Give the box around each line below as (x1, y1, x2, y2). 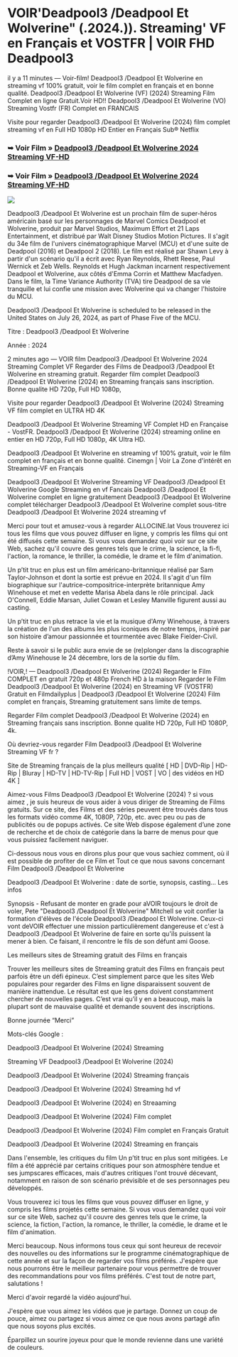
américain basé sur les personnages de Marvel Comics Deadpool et (7, 217, 206, 225)
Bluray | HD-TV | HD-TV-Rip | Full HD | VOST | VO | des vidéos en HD (22, 769, 225, 778)
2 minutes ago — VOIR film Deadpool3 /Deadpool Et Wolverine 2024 (7, 355, 208, 364)
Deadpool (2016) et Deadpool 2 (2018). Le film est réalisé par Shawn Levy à (7, 247, 229, 256)
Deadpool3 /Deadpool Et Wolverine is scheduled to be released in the (7, 306, 211, 315)
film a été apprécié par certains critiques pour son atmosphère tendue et (7, 1161, 220, 1170)
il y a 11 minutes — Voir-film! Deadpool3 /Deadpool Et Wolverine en (7, 73, 203, 82)
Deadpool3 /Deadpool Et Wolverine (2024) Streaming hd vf (7, 1085, 181, 1094)
